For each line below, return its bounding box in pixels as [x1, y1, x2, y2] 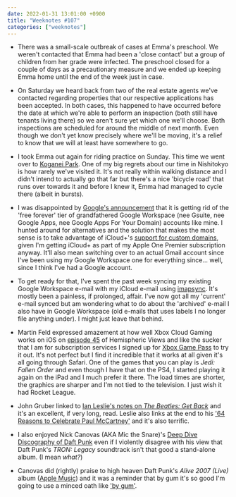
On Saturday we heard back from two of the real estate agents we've [17, 86, 218, 95]
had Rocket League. [17, 388, 76, 397]
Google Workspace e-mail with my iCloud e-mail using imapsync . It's [17, 285, 218, 293]
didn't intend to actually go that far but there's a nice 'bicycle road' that [17, 175, 224, 183]
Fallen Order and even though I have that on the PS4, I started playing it [17, 366, 225, 374]
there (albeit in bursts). [17, 190, 85, 198]
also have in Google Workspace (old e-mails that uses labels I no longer [17, 307, 226, 316]
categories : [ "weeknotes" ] [7, 23, 87, 30]
